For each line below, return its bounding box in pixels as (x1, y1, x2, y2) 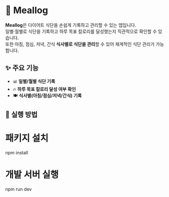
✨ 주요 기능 (5, 63, 39, 73)
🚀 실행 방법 (5, 110, 38, 119)
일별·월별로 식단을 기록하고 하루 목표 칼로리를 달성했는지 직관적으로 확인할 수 (5, 28, 157, 35)
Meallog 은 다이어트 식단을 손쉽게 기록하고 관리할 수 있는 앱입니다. (5, 22, 137, 28)
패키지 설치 (5, 133, 49, 144)
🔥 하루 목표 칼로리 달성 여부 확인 (12, 86, 76, 92)
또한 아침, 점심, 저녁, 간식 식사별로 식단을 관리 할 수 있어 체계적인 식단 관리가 (5, 41, 155, 47)
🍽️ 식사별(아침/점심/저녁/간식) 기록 (12, 92, 82, 98)
